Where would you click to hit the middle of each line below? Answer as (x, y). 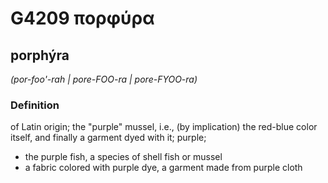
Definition (35, 105)
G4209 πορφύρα (82, 18)
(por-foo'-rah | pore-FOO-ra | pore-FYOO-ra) (104, 79)
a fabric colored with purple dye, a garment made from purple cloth (163, 168)
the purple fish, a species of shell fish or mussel (123, 157)
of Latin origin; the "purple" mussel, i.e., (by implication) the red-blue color (164, 127)
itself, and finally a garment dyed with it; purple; (108, 138)
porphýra (40, 55)
